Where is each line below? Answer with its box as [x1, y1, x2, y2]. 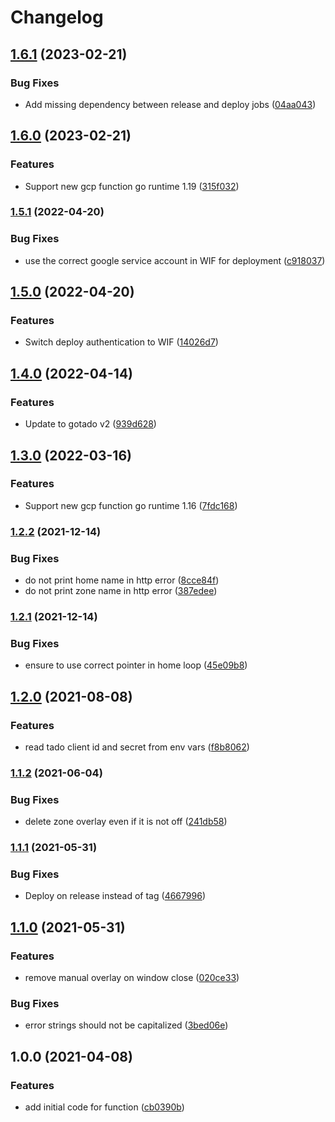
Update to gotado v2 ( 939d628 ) [24, 418, 157, 430]
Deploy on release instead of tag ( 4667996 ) [24, 890, 206, 902]
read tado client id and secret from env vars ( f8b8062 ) [24, 741, 250, 753]
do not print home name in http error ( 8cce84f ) [24, 574, 220, 586]
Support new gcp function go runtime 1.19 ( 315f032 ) [24, 180, 240, 192]
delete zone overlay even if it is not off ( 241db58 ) [24, 816, 228, 828]
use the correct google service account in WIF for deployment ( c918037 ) [24, 254, 326, 266]
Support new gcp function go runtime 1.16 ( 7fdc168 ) [24, 499, 238, 511]
